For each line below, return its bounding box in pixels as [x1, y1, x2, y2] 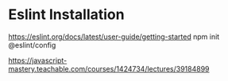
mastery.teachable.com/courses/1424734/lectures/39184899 [8, 64, 210, 73]
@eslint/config [8, 40, 56, 49]
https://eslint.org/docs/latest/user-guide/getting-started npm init [8, 32, 220, 41]
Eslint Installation [8, 6, 125, 24]
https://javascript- [8, 56, 68, 65]
